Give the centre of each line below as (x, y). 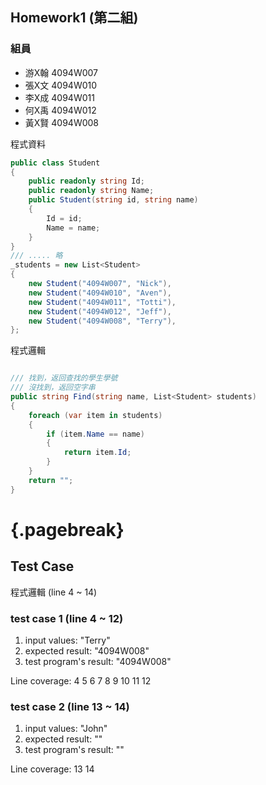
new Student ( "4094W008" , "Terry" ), (102, 321)
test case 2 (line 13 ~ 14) (70, 706)
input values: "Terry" (67, 640)
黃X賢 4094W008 (62, 122)
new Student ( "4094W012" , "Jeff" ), (100, 311)
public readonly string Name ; (91, 191)
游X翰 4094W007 (61, 72)
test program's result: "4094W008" (98, 661)
